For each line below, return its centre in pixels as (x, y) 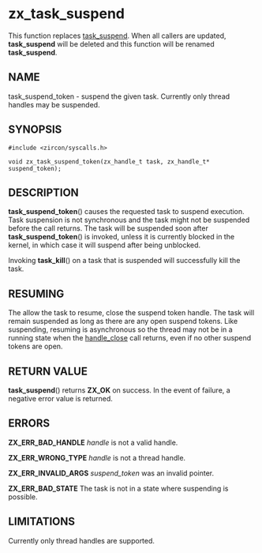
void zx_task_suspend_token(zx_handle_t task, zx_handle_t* (109, 162)
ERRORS (29, 423)
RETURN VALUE (48, 371)
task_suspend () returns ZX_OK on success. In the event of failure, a (119, 390)
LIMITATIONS (42, 522)
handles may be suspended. (54, 104)
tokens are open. (36, 346)
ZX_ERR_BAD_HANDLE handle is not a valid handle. (93, 442)
